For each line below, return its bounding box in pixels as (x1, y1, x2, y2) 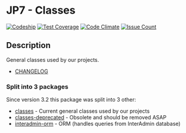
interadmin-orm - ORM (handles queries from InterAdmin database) (14, 120, 181, 128)
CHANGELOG (14, 68, 49, 75)
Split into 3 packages (6, 83, 69, 91)
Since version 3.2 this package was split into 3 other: (6, 96, 137, 103)
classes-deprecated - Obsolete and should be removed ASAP (14, 114, 167, 121)
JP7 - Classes (6, 4, 76, 17)
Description (6, 40, 51, 50)
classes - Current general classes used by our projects (14, 107, 150, 115)
